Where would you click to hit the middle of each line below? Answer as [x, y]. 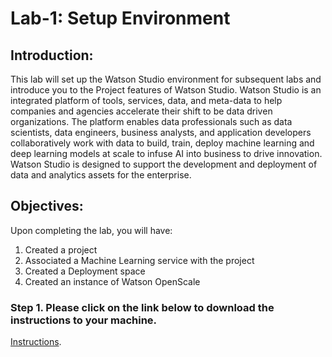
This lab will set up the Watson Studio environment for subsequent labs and [166, 79]
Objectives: [47, 206]
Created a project [61, 249]
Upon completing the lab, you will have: [91, 230]
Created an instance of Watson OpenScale [112, 281]
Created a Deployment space [85, 271]
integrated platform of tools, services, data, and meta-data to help [146, 100]
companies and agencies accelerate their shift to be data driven [141, 111]
